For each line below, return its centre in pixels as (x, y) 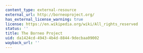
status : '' (17, 29)
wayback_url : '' (22, 43)
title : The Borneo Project (34, 33)
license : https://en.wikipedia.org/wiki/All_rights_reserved (72, 24)
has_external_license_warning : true (44, 19)
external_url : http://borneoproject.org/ (50, 15)
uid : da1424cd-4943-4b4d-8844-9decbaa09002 (52, 38)
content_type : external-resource (41, 10)
